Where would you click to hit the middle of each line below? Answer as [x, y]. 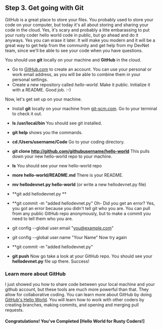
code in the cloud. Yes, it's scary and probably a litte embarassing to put [77, 30]
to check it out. [27, 114]
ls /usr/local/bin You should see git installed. [57, 123]
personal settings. [30, 79]
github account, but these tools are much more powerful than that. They [77, 289]
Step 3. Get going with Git [44, 8]
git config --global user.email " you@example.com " [63, 228]
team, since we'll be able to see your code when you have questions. [74, 50]
